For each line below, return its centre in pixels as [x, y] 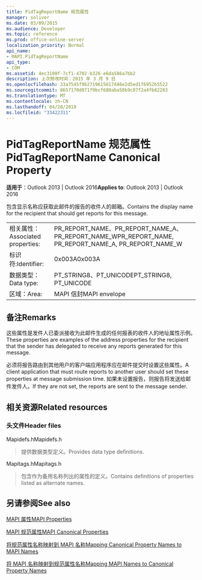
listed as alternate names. [53, 483]
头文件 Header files [34, 426]
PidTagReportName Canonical [83, 157]
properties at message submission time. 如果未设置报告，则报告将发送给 [96, 379]
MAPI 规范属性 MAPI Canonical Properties [57, 532]
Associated [25, 236]
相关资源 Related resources [57, 407]
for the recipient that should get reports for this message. [77, 214]
